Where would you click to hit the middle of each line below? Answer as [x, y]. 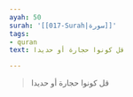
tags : [19, 34]
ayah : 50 [25, 17]
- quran [23, 42]
